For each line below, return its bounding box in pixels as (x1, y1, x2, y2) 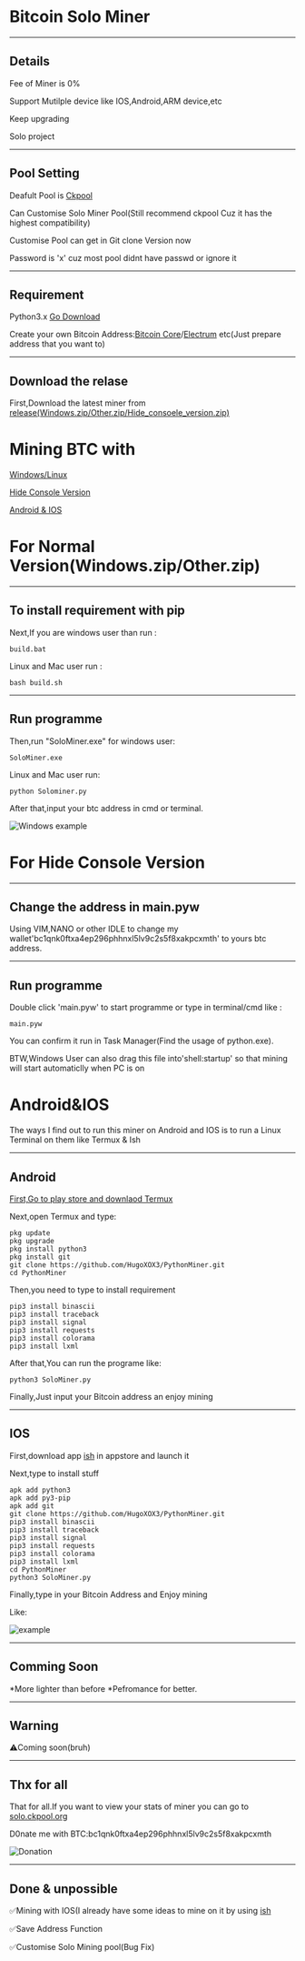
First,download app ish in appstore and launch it (9, 1450, 190, 1461)
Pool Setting (9, 166, 80, 181)
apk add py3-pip (9, 1493, 71, 1503)
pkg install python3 (9, 1244, 88, 1253)
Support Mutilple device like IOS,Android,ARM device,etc (9, 96, 222, 106)
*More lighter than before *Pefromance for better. (9, 1683, 198, 1694)
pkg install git (9, 1252, 71, 1262)
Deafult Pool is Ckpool (9, 189, 93, 201)
